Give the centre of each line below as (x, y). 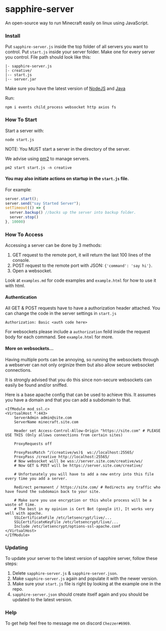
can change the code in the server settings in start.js (61, 314)
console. (21, 260)
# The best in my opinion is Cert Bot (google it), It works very (84, 509)
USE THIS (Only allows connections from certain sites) (64, 435)
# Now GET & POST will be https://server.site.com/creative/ (78, 466)
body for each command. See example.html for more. (59, 337)
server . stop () (24, 217)
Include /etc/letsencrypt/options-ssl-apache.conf (67, 526)
